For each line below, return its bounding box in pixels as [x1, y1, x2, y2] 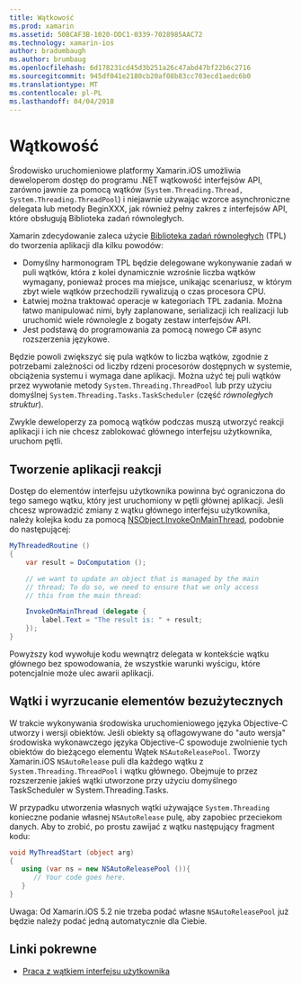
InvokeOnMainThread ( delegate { [25, 607, 146, 616]
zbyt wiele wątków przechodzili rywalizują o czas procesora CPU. [22, 286, 267, 297]
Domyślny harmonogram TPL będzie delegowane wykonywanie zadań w [22, 257, 292, 268]
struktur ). [9, 399, 44, 410]
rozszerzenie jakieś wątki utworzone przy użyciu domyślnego [9, 775, 238, 785]
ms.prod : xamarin [9, 22, 75, 31]
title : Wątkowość [9, 13, 75, 22]
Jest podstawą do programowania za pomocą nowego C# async [22, 325, 262, 336]
